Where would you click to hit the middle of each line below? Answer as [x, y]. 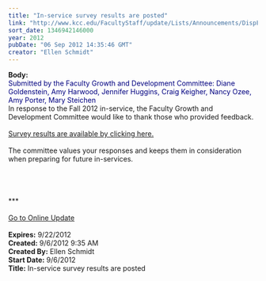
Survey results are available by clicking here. [81, 134]
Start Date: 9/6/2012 [42, 260]
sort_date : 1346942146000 [51, 30]
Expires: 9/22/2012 [40, 235]
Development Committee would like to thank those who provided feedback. [131, 117]
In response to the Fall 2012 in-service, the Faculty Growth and [111, 108]
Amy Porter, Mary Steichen [52, 100]
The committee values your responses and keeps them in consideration [125, 150]
